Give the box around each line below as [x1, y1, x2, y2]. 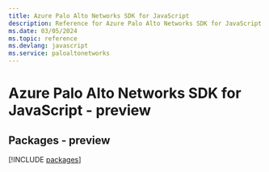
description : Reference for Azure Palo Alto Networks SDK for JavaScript [8, 19, 263, 27]
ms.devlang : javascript [8, 42, 89, 50]
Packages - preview [8, 133, 111, 147]
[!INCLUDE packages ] [8, 155, 82, 164]
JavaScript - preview [8, 102, 152, 120]
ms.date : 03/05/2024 [8, 27, 78, 35]
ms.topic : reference [8, 34, 78, 43]
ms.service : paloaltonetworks [8, 49, 111, 57]
